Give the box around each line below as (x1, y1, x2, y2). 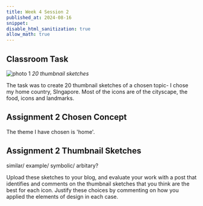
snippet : (6, 20, 28, 26)
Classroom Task (6, 54, 68, 64)
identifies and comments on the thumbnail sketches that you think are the (6, 180, 190, 187)
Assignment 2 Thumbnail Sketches (6, 146, 141, 156)
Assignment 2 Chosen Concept (6, 112, 127, 122)
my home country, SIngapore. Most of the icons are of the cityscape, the (6, 88, 188, 95)
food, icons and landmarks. (6, 95, 75, 102)
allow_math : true (6, 32, 50, 38)
